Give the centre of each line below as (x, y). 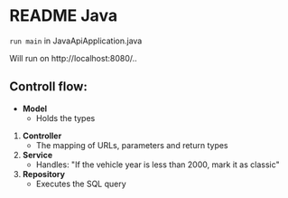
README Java (64, 16)
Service (37, 155)
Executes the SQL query (81, 184)
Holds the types (65, 118)
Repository (44, 174)
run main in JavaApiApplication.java (76, 41)
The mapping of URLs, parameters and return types (132, 145)
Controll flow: (48, 87)
